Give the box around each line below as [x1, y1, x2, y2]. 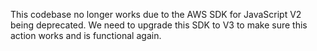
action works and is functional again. [10, 30, 162, 41]
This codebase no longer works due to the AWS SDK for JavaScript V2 [10, 9, 302, 20]
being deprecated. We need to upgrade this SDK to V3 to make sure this [10, 19, 308, 31]
